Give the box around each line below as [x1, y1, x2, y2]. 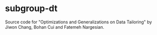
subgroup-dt [5, 3, 58, 14]
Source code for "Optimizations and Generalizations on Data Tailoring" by [5, 19, 152, 25]
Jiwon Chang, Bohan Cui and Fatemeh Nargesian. [5, 24, 104, 30]
